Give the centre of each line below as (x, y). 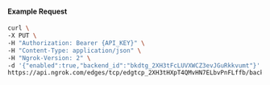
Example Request (37, 11)
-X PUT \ (22, 36)
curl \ (19, 28)
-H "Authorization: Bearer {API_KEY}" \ (77, 43)
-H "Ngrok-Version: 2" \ (49, 58)
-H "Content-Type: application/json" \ (75, 51)
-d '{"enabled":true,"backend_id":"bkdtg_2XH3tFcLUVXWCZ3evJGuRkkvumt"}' (134, 65)
